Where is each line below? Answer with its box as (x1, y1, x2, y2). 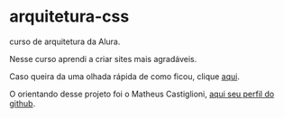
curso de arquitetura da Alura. (9, 36, 121, 47)
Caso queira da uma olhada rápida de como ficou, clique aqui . (9, 70, 241, 82)
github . (9, 97, 36, 109)
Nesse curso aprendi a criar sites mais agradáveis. (9, 53, 197, 64)
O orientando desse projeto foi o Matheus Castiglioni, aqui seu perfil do (9, 88, 275, 99)
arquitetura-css (9, 6, 130, 27)
